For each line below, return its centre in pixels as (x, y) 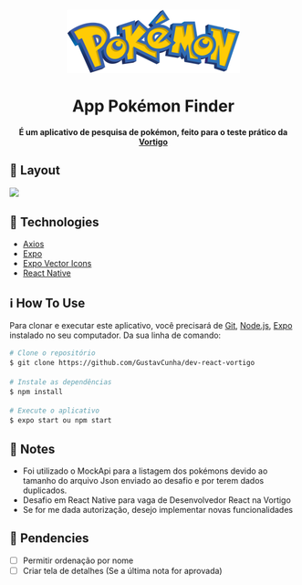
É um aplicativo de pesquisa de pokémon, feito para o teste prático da (153, 131)
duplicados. (45, 491)
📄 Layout (35, 170)
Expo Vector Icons (57, 264)
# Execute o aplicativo (55, 411)
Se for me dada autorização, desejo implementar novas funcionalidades (158, 510)
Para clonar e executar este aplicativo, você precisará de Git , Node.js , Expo (151, 326)
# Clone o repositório (52, 353)
